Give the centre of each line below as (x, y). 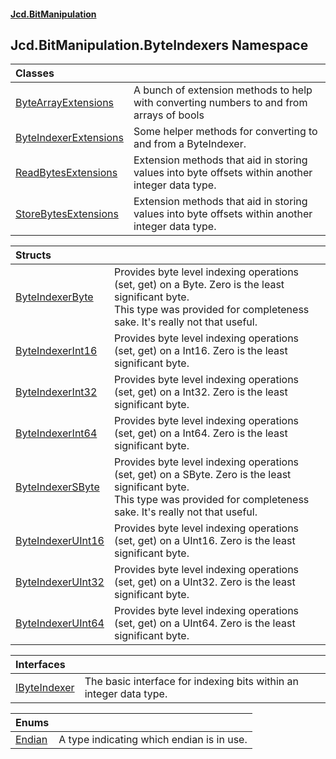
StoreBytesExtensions (67, 214)
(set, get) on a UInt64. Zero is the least (204, 623)
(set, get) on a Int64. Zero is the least (200, 433)
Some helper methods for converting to (225, 132)
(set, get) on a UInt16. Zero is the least (204, 541)
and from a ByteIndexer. (190, 144)
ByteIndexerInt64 (56, 433)
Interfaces (40, 665)
